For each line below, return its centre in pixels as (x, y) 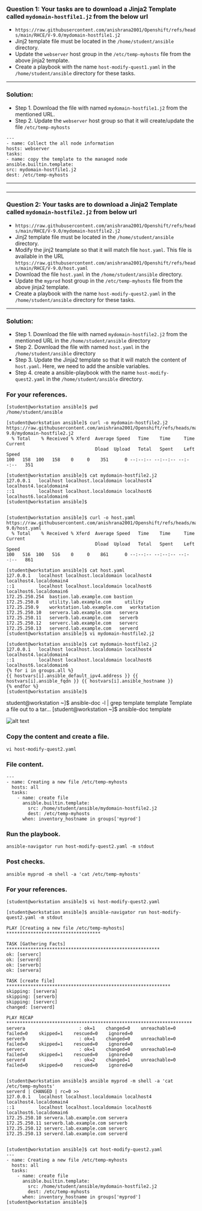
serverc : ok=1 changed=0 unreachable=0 (91, 1049)
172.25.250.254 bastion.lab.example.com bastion (70, 597)
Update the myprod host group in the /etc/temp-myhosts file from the (99, 280)
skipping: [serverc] (32, 1002)
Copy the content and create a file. (58, 737)
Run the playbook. (34, 834)
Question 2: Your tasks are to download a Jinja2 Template (92, 205)
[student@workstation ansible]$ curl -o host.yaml (71, 518)
